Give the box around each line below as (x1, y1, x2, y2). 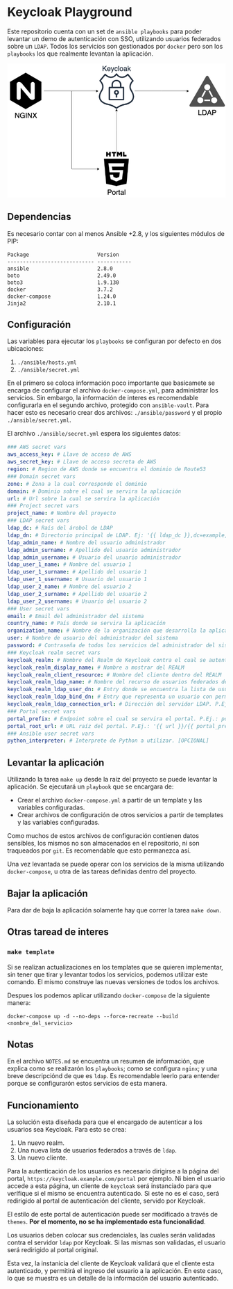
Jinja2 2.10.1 (7, 300, 116, 307)
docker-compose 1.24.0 (7, 293, 116, 300)
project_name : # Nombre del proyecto (7, 509, 116, 517)
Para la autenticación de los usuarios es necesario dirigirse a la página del (7, 1167, 219, 1176)
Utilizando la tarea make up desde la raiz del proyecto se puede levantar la (7, 775, 218, 784)
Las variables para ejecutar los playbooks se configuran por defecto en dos (7, 337, 222, 345)
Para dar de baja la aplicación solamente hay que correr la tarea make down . (7, 906, 221, 914)
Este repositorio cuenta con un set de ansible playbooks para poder (7, 27, 202, 35)
